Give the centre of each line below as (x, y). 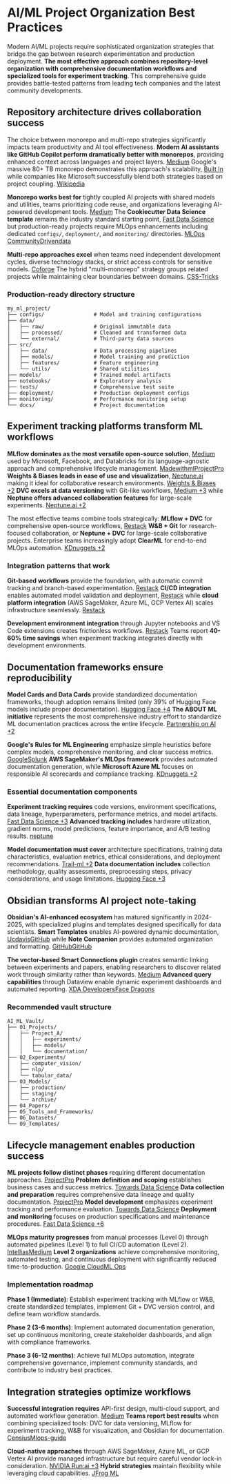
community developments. (45, 90)
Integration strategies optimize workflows (99, 1392)
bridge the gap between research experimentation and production (101, 54)
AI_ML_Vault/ (26, 1022)
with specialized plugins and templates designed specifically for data (123, 925)
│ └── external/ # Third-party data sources (91, 339)
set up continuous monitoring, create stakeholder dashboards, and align (110, 1335)
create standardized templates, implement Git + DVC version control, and (111, 1307)
